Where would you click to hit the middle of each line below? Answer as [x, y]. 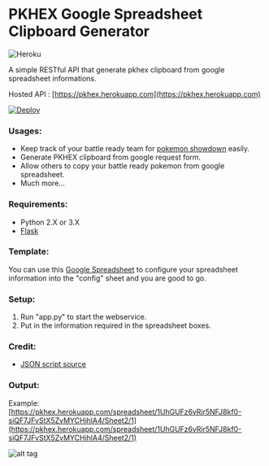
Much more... [42, 183]
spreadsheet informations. [52, 78]
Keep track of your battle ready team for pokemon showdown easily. [135, 149]
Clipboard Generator [79, 31]
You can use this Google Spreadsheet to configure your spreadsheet [123, 269]
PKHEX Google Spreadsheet [106, 14]
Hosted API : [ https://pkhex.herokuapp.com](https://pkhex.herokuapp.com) [135, 94]
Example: [24, 403]
